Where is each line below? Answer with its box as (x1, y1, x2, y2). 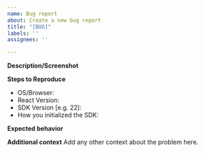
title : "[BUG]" (7, 23, 52, 30)
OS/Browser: (17, 89, 54, 97)
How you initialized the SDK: (17, 111, 99, 119)
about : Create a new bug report (7, 17, 101, 24)
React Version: (17, 96, 60, 105)
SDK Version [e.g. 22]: (17, 103, 82, 112)
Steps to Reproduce (7, 75, 66, 84)
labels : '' (7, 29, 39, 37)
